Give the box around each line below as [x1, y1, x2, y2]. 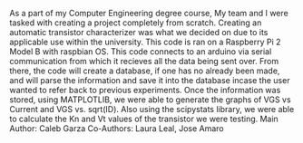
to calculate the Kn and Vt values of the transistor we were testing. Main [9, 113, 279, 124]
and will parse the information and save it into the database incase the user [9, 75, 290, 85]
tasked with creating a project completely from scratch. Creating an [9, 17, 262, 28]
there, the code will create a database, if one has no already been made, [9, 65, 280, 76]
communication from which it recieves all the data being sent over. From [9, 56, 279, 66]
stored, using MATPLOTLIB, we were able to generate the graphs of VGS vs [9, 94, 292, 105]
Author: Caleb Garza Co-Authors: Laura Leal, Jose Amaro [9, 123, 224, 134]
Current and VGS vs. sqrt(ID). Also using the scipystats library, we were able [9, 104, 295, 114]
